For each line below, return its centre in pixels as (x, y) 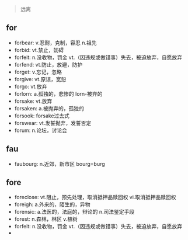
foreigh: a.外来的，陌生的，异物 (52, 204)
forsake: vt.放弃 (33, 101)
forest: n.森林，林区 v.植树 (46, 219)
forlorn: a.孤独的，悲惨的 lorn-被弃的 (58, 93)
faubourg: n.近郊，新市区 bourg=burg (60, 164)
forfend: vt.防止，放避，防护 (48, 64)
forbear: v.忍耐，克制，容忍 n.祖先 (55, 43)
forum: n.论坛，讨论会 (41, 130)
